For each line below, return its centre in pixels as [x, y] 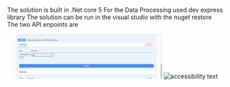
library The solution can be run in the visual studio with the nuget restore [110, 17]
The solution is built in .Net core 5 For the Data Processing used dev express [115, 10]
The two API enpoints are [43, 24]
